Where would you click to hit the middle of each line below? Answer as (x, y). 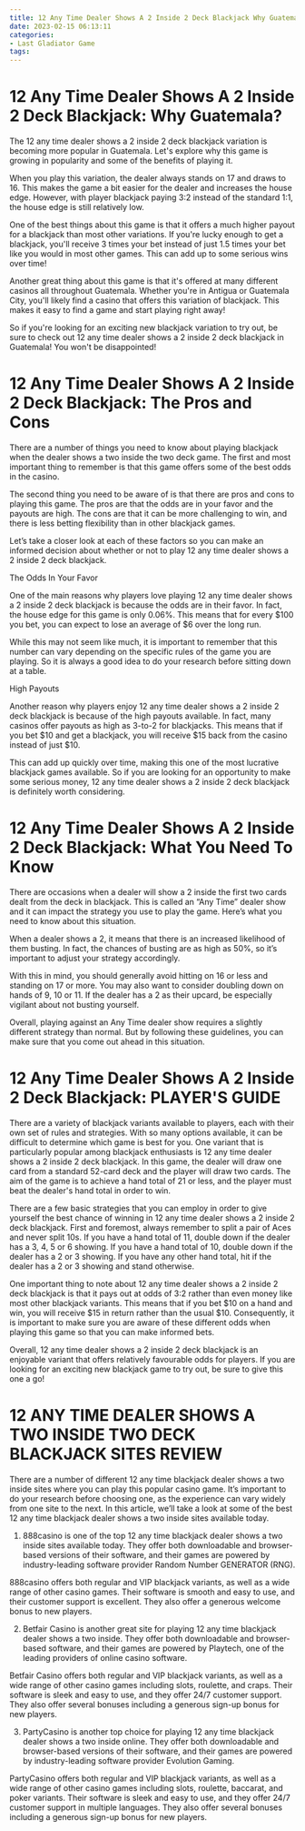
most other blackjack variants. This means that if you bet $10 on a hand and (151, 1303)
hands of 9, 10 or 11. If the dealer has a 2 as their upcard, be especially (141, 995)
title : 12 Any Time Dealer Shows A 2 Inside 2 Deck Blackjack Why (138, 18)
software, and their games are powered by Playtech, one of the (166, 1648)
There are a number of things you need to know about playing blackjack (144, 448)
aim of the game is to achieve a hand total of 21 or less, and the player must (151, 1181)
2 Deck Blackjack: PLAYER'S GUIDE (145, 1098)
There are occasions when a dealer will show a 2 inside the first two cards (148, 891)
